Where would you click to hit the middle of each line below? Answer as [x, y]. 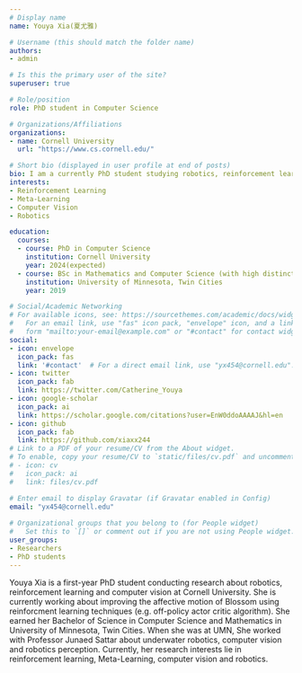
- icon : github [38, 423]
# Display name [38, 18]
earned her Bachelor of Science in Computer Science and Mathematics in [146, 620]
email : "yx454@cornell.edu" [62, 507]
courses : [34, 240]
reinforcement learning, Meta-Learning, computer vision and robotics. [139, 659]
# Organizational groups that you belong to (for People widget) [134, 523]
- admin [24, 59]
